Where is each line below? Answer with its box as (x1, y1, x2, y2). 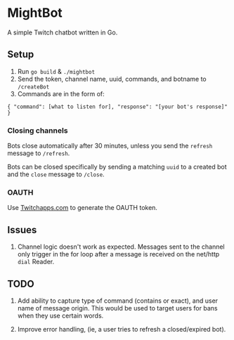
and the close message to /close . (7, 170, 105, 178)
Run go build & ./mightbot (17, 67, 96, 75)
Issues (7, 223, 37, 236)
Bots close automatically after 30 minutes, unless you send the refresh (7, 142, 213, 150)
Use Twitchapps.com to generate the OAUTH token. (7, 204, 158, 212)
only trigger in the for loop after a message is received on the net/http (17, 250, 220, 259)
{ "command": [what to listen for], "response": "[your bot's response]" (7, 103, 228, 110)
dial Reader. (17, 258, 55, 266)
